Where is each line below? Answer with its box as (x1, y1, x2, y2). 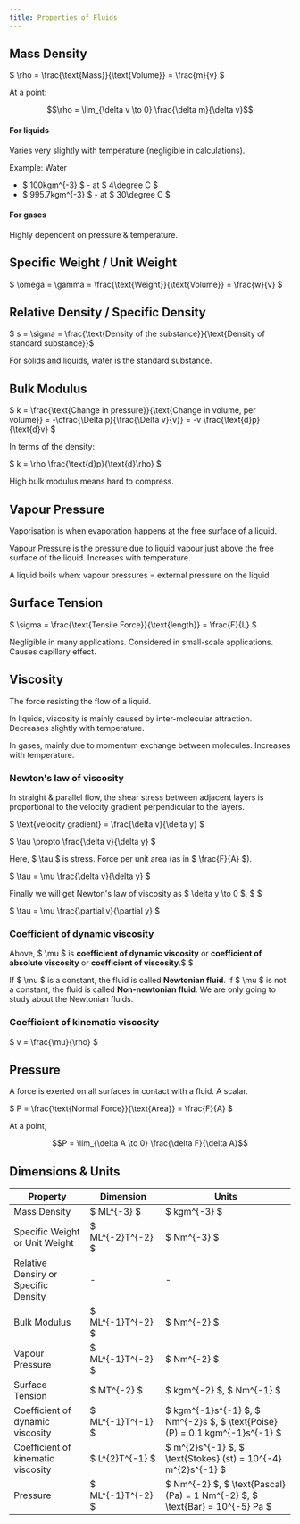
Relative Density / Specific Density (9, 305, 207, 320)
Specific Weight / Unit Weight (9, 256, 177, 271)
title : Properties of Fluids (9, 13, 118, 22)
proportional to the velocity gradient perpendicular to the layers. (9, 802, 246, 813)
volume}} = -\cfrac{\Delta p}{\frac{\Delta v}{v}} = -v (9, 415, 202, 425)
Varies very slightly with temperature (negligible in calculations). (9, 145, 246, 156)
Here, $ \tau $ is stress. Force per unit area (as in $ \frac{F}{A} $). (9, 854, 253, 864)
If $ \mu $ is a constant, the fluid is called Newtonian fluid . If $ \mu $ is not (9, 975, 287, 986)
